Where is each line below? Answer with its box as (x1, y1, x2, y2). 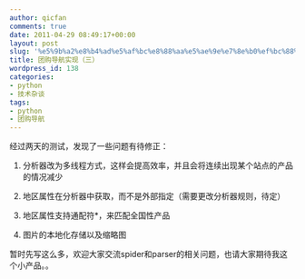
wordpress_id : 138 (9, 65, 79, 74)
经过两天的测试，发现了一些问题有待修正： (9, 141, 169, 152)
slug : (9, 47, 30, 56)
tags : (9, 97, 30, 107)
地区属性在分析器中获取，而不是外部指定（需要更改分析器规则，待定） (22, 191, 286, 202)
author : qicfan (9, 13, 67, 23)
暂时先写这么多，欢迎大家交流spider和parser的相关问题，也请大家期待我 (9, 249, 280, 260)
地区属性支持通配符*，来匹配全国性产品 (22, 210, 171, 221)
